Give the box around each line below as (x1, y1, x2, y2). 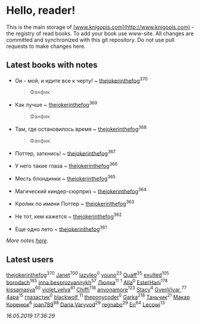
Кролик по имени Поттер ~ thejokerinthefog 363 (14, 199, 135, 207)
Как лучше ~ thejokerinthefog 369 (14, 100, 98, 109)
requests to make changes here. (6, 43, 86, 50)
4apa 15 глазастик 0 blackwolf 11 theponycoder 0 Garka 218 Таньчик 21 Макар (6, 292, 190, 301)
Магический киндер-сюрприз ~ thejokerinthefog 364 (14, 187, 147, 195)
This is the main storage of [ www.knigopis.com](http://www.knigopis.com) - (6, 23, 195, 31)
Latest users (6, 254, 54, 265)
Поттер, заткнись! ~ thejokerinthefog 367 (14, 148, 116, 157)
